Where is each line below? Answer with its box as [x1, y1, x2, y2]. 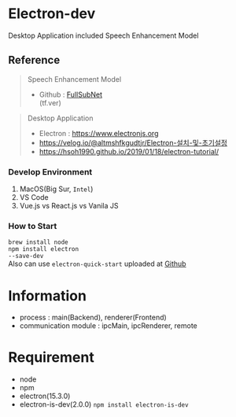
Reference [8, 54, 61, 67]
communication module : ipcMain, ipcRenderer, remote [19, 321, 198, 330]
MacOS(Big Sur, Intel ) [19, 184, 94, 194]
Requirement [8, 349, 94, 367]
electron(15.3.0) [19, 391, 71, 401]
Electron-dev [8, 5, 96, 23]
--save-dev [8, 253, 44, 260]
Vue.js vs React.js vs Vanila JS [19, 201, 119, 211]
